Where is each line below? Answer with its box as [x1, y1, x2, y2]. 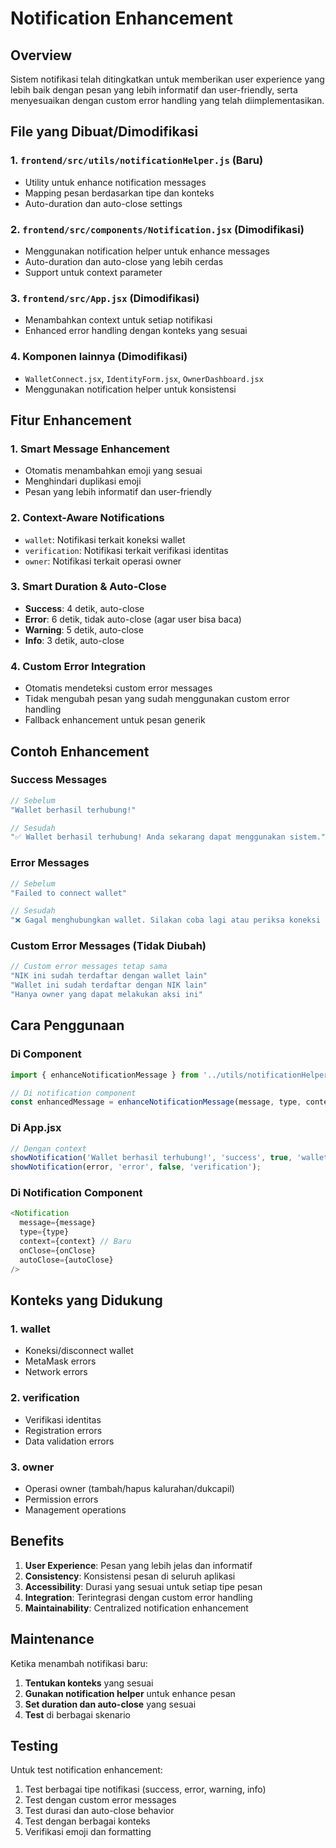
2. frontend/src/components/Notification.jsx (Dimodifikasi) [10, 222, 305, 236]
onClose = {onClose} [19, 1245, 97, 1256]
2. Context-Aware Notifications [10, 511, 165, 525]
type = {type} [19, 1227, 70, 1237]
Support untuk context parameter [24, 266, 163, 278]
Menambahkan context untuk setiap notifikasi [24, 314, 213, 326]
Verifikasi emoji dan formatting [24, 1826, 152, 1838]
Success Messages [10, 773, 108, 787]
